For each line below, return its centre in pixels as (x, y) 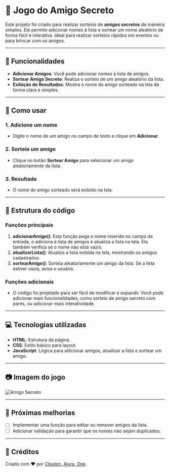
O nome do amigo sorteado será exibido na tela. (62, 190)
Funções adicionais (30, 281)
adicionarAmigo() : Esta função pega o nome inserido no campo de (83, 236)
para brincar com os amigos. (35, 41)
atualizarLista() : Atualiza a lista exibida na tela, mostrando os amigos (85, 252)
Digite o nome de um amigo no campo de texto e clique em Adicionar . (86, 136)
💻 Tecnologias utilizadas (46, 325)
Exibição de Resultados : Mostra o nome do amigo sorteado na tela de (86, 84)
